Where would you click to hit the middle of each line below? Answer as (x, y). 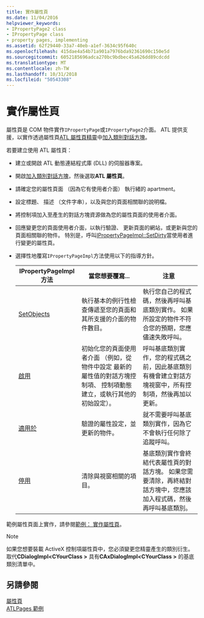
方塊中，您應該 (170, 490)
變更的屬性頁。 (39, 243)
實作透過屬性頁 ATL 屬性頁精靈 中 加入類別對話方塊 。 (86, 137)
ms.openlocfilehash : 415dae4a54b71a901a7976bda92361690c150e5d (88, 52)
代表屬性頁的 (167, 462)
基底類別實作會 (164, 453)
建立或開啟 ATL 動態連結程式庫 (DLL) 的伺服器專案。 (80, 163)
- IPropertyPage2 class (36, 29)
